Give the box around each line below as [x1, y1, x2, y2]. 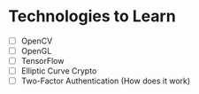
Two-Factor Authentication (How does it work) [20, 75, 191, 86]
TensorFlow [20, 56, 65, 67]
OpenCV [20, 35, 53, 46]
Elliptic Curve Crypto [20, 66, 97, 76]
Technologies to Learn [8, 6, 176, 27]
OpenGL [20, 46, 52, 56]
